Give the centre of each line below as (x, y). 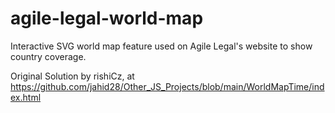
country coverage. (48, 56)
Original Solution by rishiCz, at (72, 76)
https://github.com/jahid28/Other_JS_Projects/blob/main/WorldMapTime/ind (167, 86)
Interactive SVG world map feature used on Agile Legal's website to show (161, 46)
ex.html (26, 97)
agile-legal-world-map (107, 18)
